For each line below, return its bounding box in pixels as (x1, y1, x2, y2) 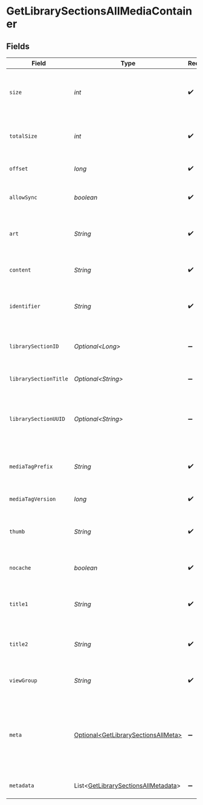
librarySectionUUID (9, 416, 65, 422)
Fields (6, 41, 30, 51)
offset (9, 165, 28, 172)
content (9, 267, 31, 273)
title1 (9, 601, 28, 607)
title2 (9, 641, 28, 648)
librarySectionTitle (9, 376, 68, 382)
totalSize (9, 133, 37, 140)
